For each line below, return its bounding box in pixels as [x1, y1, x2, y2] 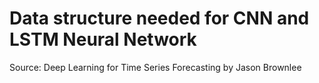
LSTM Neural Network [9, 28, 197, 51]
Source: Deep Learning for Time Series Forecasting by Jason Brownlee [9, 61, 302, 73]
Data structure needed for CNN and [9, 7, 310, 30]
